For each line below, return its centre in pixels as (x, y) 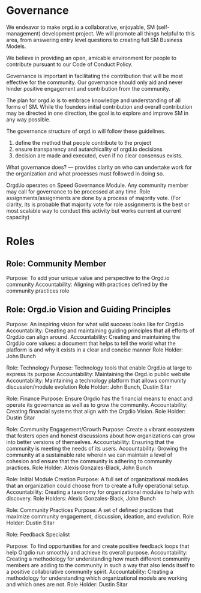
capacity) (18, 217)
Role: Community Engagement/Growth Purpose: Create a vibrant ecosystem (100, 429)
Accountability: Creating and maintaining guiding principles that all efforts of (100, 330)
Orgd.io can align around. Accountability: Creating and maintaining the (93, 336)
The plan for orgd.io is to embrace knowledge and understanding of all (94, 100)
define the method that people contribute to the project (83, 142)
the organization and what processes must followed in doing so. (85, 173)
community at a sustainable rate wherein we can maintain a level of (89, 455)
